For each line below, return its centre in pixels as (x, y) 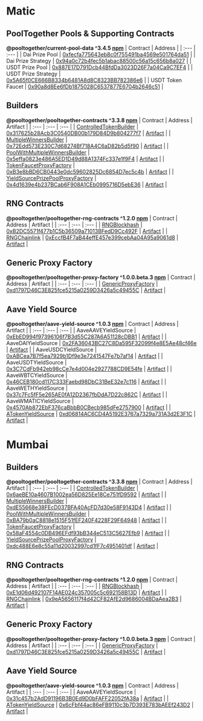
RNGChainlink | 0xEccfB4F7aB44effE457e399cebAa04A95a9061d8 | (92, 237)
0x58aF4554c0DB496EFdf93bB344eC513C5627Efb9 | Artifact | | (88, 533)
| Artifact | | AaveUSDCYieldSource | (52, 350)
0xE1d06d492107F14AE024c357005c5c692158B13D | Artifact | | (87, 593)
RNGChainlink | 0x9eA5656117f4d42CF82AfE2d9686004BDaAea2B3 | (94, 599)
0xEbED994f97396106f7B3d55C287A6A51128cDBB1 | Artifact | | (87, 337)
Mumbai (27, 445)
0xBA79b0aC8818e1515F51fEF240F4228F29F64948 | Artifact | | (87, 520)
